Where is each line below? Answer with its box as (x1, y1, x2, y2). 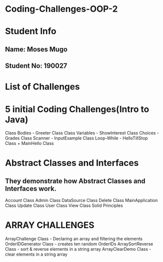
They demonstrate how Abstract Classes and (5, 177, 145, 185)
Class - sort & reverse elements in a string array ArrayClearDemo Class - (5, 246, 151, 252)
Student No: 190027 (5, 62, 67, 70)
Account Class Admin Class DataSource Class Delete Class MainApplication (5, 198, 158, 203)
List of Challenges (5, 81, 80, 92)
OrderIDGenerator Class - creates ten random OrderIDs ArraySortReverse (5, 241, 153, 247)
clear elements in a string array (5, 251, 68, 257)
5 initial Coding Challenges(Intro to (5, 103, 149, 115)
